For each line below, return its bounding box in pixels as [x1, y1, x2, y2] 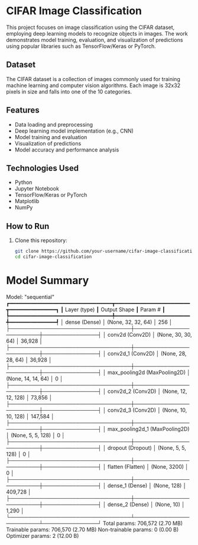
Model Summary [6, 274, 89, 288]
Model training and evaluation [14, 133, 87, 140]
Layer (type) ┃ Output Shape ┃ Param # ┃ [64, 306, 165, 313]
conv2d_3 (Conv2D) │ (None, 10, [107, 407, 187, 414]
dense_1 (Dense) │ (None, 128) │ [107, 482, 187, 489]
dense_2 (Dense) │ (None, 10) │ [107, 501, 185, 508]
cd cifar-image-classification [14, 254, 92, 260]
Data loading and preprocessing [14, 121, 93, 128]
